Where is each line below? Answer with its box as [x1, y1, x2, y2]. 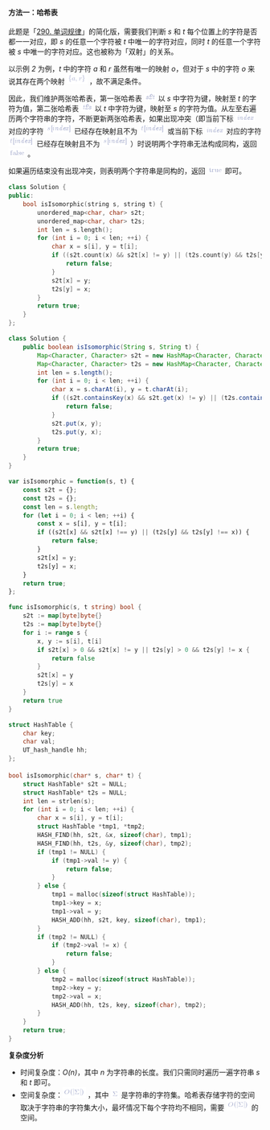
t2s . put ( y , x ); [51, 427, 103, 436]
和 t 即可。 [19, 1077, 55, 1087]
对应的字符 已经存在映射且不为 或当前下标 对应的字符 [8, 126, 262, 136]
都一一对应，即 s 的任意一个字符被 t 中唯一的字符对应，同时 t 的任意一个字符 [8, 37, 261, 47]
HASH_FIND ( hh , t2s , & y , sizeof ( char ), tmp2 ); [37, 839, 193, 847]
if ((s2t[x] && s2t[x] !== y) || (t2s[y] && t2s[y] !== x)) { [37, 528, 250, 537]
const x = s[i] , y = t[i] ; [37, 520, 128, 528]
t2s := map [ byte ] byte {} [22, 621, 103, 629]
